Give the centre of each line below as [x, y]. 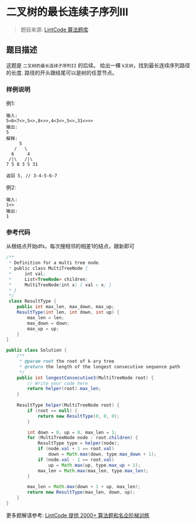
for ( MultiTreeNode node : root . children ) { [83, 438]
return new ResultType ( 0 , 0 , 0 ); [78, 416]
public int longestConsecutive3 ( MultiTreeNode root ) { [85, 378]
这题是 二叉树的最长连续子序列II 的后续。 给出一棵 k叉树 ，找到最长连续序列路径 [98, 65]
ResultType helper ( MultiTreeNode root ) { [68, 405]
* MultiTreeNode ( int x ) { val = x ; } [60, 285]
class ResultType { [33, 302]
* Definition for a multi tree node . [55, 263]
